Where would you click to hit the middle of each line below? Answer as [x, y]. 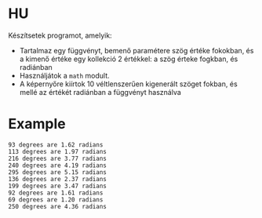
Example [37, 124]
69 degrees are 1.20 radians [56, 200]
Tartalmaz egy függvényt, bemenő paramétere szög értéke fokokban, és [136, 50]
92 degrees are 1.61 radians [56, 193]
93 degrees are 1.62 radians [56, 145]
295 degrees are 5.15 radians [58, 172]
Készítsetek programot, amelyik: [60, 35]
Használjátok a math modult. [64, 75]
